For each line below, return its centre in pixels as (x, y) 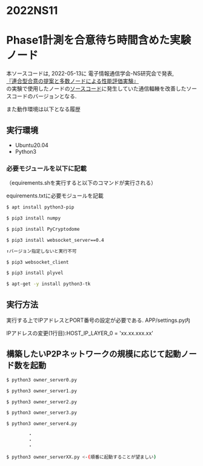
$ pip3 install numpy (34, 218)
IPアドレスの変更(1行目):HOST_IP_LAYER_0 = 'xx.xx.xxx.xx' (80, 333)
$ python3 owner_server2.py (42, 402)
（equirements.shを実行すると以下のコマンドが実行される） (81, 183)
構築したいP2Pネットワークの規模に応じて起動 (94, 354)
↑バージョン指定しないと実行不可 (42, 251)
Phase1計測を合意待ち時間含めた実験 (99, 40)
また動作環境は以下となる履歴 (43, 109)
